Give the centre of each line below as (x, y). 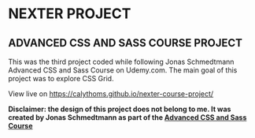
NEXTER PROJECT (70, 14)
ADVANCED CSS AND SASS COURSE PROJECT (125, 43)
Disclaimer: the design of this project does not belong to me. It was (120, 109)
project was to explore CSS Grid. (61, 78)
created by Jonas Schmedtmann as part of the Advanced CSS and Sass (128, 117)
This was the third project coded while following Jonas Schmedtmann (121, 62)
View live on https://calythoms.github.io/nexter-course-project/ (111, 94)
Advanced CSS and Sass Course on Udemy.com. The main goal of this (123, 70)
